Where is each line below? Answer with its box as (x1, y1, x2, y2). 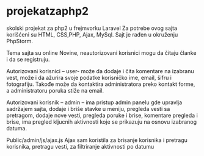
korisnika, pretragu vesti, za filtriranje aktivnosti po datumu (6, 143, 155, 150)
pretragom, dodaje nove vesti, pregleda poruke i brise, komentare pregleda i (6, 112, 199, 119)
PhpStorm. (6, 37, 34, 44)
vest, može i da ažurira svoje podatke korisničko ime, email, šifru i (6, 74, 172, 81)
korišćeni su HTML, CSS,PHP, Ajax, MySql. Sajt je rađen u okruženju (6, 30, 178, 38)
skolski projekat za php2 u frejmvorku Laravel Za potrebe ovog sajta (6, 24, 178, 32)
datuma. (6, 124, 27, 132)
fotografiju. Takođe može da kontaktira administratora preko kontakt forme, (6, 80, 195, 88)
